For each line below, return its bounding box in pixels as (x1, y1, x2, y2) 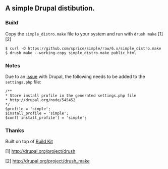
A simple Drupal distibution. (5, 4, 95, 13)
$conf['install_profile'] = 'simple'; (5, 115, 87, 120)
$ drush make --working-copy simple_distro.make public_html (5, 50, 137, 55)
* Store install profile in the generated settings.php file (5, 93, 137, 98)
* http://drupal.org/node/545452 (5, 97, 76, 103)
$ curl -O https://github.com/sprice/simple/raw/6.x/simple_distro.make (5, 46, 161, 51)
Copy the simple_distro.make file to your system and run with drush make (5, 30, 157, 37)
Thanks (5, 126, 24, 134)
